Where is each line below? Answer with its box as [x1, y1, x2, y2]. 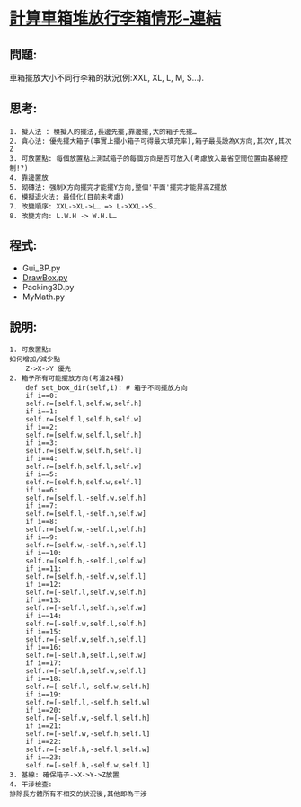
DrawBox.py [22, 271, 68, 283]
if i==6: [25, 486, 58, 495]
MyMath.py [22, 291, 66, 302]
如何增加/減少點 [9, 355, 61, 364]
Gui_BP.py [22, 262, 61, 273]
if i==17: [25, 659, 63, 668]
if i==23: [25, 753, 63, 762]
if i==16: [25, 643, 63, 652]
